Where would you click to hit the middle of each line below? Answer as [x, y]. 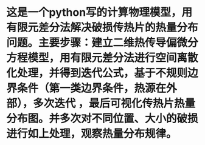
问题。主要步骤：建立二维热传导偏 [92, 43]
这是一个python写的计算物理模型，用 [99, 12]
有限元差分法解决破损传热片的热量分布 [102, 28]
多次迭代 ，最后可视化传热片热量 [114, 103]
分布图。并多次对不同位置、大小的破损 [102, 119]
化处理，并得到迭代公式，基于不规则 [97, 73]
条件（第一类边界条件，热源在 [92, 88]
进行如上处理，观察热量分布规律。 [92, 134]
